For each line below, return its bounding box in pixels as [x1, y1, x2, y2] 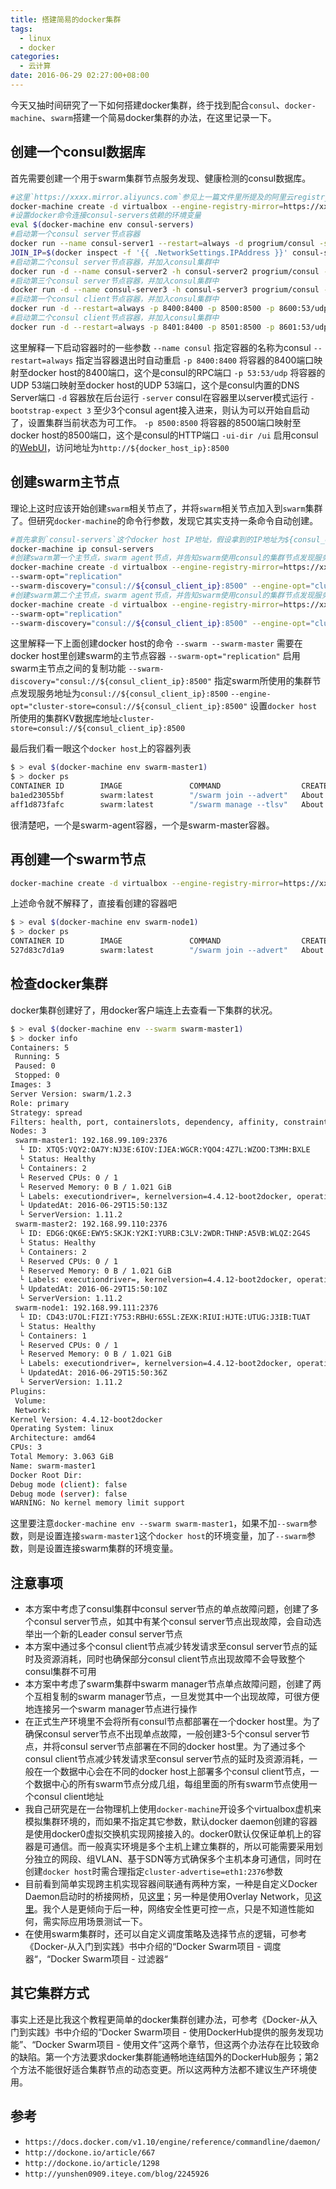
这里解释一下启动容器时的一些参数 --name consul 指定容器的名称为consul [10, 341, 312, 353]
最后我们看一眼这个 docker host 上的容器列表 [10, 742, 192, 755]
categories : [10, 52, 60, 62]
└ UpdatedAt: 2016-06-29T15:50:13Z [19, 1201, 168, 1211]
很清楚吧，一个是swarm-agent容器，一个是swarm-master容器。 [10, 819, 275, 831]
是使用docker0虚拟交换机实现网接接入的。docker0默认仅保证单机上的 [24, 1828, 313, 1840]
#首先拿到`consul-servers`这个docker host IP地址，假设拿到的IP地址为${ [10, 534, 294, 545]
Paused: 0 [14, 1061, 56, 1071]
